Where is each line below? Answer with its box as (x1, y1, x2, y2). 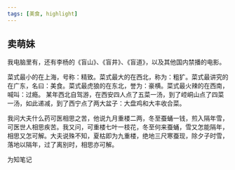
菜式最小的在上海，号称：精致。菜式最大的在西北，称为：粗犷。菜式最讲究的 (7, 73, 229, 81)
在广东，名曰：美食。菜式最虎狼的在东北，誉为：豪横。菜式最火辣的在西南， (7, 81, 229, 90)
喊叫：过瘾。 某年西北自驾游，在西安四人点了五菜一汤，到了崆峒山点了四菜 (7, 91, 224, 99)
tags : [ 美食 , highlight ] (7, 10, 78, 18)
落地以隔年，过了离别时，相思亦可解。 (7, 140, 118, 149)
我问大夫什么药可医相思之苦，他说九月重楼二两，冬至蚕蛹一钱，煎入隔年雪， (7, 114, 229, 123)
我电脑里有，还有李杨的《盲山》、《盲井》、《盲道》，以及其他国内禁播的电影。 (7, 58, 226, 67)
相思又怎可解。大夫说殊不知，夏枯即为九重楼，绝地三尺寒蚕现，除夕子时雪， (7, 131, 229, 140)
